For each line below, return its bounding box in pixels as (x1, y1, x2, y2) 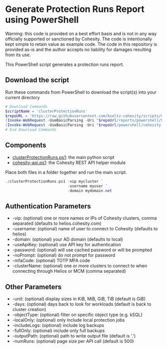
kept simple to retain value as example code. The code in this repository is (5, 41, 158, 47)
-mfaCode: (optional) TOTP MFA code (12, 258, 90, 264)
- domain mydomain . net (67, 188, 112, 193)
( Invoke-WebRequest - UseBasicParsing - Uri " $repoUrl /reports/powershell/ (5, 118, 162, 123)
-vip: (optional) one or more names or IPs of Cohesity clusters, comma (12, 215, 157, 221)
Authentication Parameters (5, 202, 91, 210)
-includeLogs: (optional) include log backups (12, 323, 104, 329)
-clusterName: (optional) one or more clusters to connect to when (12, 263, 148, 269)
